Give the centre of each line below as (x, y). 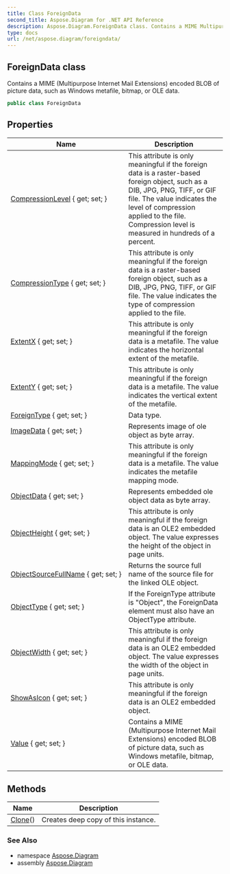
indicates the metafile (163, 471)
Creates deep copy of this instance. (99, 820)
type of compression (162, 304)
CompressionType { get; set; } (58, 282)
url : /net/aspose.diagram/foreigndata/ (64, 39)
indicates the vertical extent (173, 395)
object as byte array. (162, 435)
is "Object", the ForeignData (173, 602)
